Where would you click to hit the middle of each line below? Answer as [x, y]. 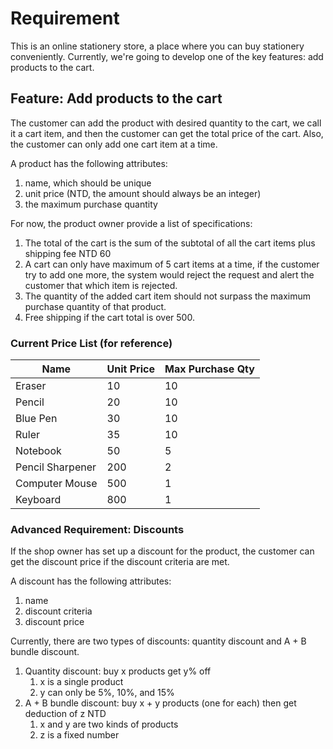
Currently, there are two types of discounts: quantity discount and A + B [158, 641]
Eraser [31, 386]
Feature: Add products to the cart [116, 98]
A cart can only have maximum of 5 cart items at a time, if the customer [172, 264]
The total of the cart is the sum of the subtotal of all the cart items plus [170, 243]
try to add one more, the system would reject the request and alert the [169, 274]
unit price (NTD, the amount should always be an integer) [143, 193]
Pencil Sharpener [56, 467]
